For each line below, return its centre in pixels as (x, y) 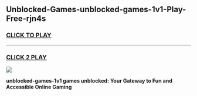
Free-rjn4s (26, 19)
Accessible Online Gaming (39, 87)
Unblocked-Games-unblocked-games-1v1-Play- (96, 10)
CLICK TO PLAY (29, 35)
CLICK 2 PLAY (26, 57)
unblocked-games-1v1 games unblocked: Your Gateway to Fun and (89, 80)
